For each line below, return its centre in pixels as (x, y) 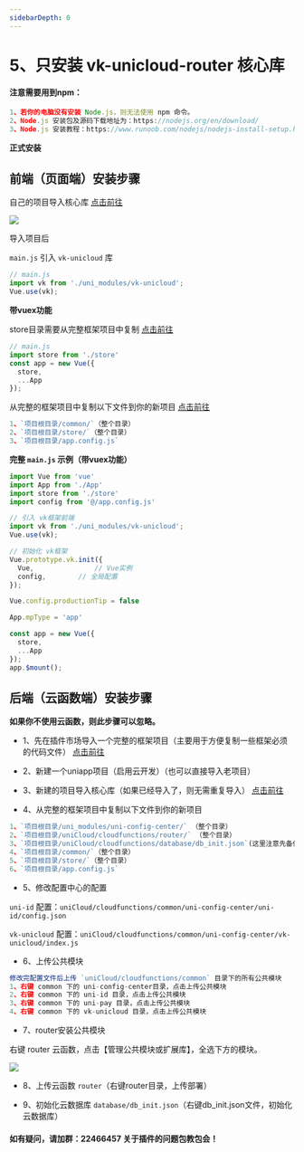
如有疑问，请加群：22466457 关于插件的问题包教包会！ (114, 1138)
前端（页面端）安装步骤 (75, 179)
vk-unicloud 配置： (45, 934)
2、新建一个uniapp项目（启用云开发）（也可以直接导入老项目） (139, 771)
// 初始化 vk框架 (38, 552)
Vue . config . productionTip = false (75, 601)
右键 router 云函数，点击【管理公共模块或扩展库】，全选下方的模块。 (136, 1050)
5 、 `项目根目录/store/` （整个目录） (70, 861)
